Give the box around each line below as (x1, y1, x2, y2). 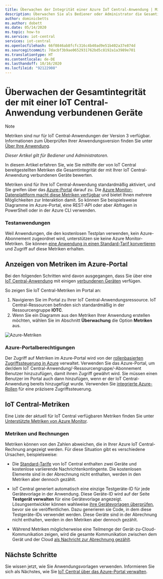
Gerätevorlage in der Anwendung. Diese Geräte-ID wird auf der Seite (12, 491, 150, 497)
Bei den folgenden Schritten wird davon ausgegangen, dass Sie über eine (5, 273, 152, 279)
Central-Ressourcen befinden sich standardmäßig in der (12, 302, 125, 308)
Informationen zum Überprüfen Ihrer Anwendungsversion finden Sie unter (5, 138, 153, 144)
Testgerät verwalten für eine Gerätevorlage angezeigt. (12, 496, 122, 502)
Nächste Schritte (5, 550, 57, 559)
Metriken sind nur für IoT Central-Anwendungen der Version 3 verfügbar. (5, 132, 151, 138)
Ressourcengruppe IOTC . (12, 307, 63, 313)
